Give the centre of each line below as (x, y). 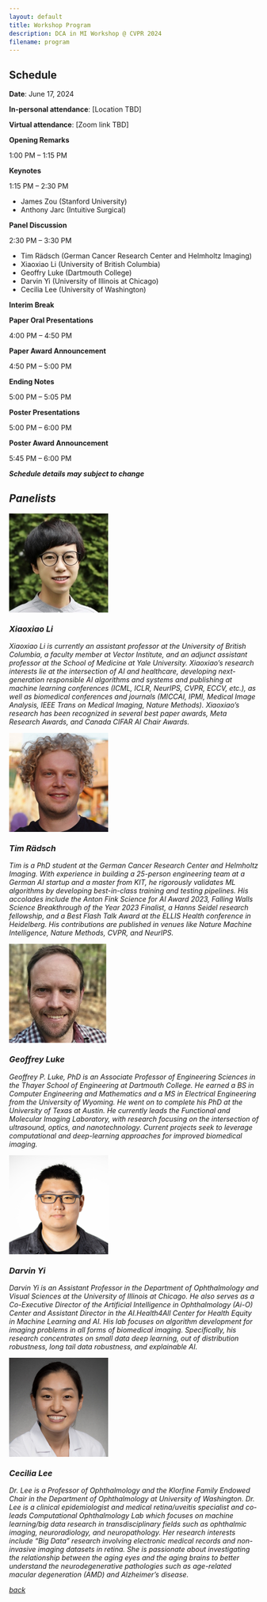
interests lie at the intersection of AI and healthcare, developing (113, 671)
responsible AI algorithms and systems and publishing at (139, 680)
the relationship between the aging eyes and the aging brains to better (124, 1558)
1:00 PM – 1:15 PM (38, 155)
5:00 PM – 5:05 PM (40, 397)
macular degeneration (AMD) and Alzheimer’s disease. (99, 1575)
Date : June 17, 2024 (42, 94)
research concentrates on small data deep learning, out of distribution (124, 1338)
